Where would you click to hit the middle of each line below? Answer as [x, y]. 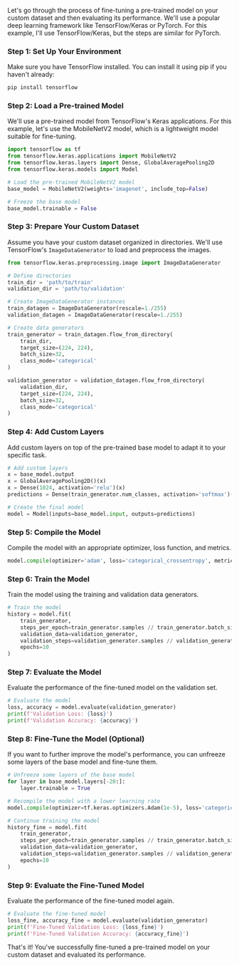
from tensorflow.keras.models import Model [73, 170]
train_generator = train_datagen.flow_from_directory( [90, 334]
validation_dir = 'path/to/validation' [67, 289]
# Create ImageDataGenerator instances [67, 302]
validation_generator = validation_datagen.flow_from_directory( [106, 380]
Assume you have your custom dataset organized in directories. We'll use [115, 242]
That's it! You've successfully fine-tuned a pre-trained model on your [109, 947]
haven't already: [31, 75]
